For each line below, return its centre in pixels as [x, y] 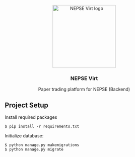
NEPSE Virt [84, 78]
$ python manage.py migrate [34, 149]
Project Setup [27, 105]
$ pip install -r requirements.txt [42, 127]
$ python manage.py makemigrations [42, 145]
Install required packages [31, 117]
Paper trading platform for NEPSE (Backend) [84, 89]
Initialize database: [24, 136]
